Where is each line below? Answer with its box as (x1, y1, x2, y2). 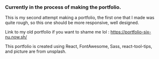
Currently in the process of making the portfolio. (5, 4, 121, 11)
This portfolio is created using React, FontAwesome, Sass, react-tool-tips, (5, 44, 153, 49)
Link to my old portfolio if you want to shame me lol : (5, 29, 110, 35)
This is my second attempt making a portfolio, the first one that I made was (5, 15, 155, 21)
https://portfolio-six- (111, 29, 151, 35)
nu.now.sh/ (5, 34, 28, 40)
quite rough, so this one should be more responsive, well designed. (5, 20, 139, 25)
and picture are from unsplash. (5, 48, 66, 54)
